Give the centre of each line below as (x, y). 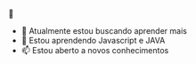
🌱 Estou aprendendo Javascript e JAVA (93, 40)
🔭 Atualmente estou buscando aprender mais (104, 31)
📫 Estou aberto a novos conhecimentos (95, 50)
